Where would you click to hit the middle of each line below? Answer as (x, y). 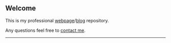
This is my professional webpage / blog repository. (57, 20)
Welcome (21, 8)
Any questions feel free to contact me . (45, 30)
